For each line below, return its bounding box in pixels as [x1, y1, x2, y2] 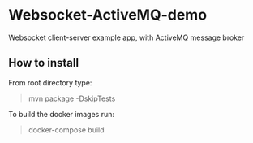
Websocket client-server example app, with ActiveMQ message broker [8, 32, 245, 42]
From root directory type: [8, 77, 92, 87]
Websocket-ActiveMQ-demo [8, 6, 208, 24]
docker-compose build [28, 124, 105, 135]
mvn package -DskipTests [28, 93, 116, 103]
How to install [8, 56, 79, 70]
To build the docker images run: [8, 109, 115, 119]
